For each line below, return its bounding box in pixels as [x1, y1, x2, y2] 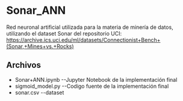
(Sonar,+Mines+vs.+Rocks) [6, 43, 74, 50]
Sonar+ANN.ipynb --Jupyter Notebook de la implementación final [14, 76, 178, 83]
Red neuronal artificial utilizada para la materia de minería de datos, [6, 23, 173, 31]
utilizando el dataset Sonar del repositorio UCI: [6, 29, 122, 37]
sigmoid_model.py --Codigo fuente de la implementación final [14, 82, 169, 90]
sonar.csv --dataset [14, 88, 64, 96]
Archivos [6, 60, 41, 70]
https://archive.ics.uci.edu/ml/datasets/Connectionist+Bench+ [6, 36, 161, 43]
